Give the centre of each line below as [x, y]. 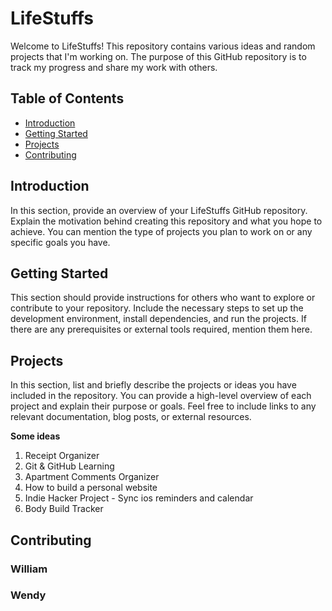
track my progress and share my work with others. [114, 67]
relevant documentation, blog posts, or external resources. [131, 417]
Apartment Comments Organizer [92, 477]
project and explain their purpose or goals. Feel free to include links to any [163, 406]
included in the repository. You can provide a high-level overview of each [161, 396]
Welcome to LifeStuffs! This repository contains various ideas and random [163, 46]
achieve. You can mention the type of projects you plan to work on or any [161, 231]
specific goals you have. [60, 242]
